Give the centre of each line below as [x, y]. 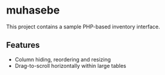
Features [23, 45]
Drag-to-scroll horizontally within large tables [71, 66]
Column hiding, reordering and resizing [63, 59]
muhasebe [33, 10]
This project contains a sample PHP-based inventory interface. [83, 27]
